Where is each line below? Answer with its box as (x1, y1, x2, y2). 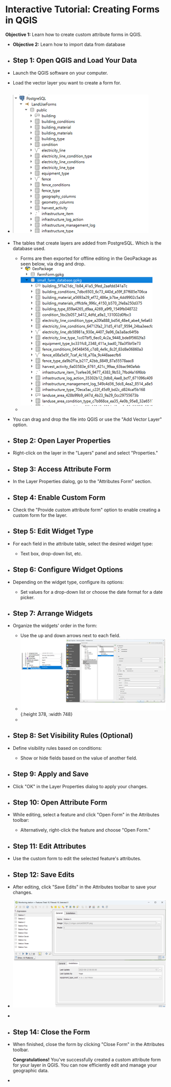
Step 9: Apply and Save (12, 770, 89, 778)
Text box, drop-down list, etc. (20, 550, 83, 556)
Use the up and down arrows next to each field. (20, 633, 121, 639)
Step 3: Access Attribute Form (12, 465, 111, 473)
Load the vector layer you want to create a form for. (12, 79, 121, 85)
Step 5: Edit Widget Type (12, 527, 93, 536)
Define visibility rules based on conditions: (12, 745, 102, 751)
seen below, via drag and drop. (20, 260, 86, 267)
